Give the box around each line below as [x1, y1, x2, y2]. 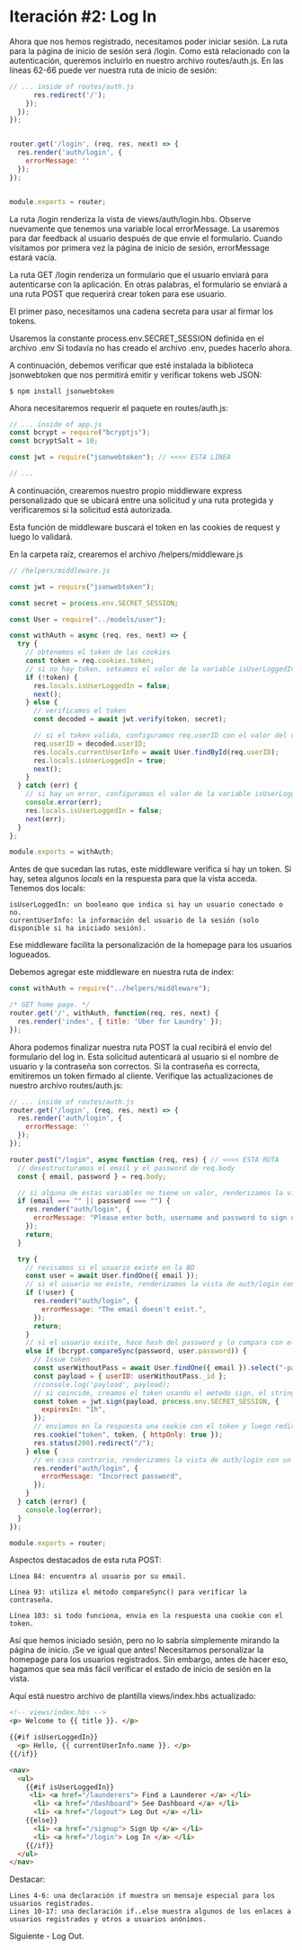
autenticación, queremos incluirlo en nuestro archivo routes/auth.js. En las [9, 55, 284, 66]
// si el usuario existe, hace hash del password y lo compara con [25, 1338, 283, 1347]
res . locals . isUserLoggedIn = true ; [32, 756, 167, 765]
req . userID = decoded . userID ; [32, 739, 147, 748]
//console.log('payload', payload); [32, 1380, 171, 1389]
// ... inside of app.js [9, 420, 102, 429]
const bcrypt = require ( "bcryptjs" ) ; [9, 428, 151, 437]
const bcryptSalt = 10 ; [9, 436, 99, 446]
